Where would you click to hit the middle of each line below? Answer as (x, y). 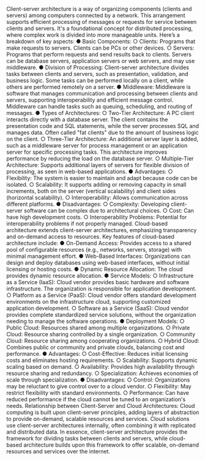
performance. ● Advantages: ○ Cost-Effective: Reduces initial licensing (97, 354)
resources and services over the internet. (58, 451)
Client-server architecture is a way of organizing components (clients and (99, 9)
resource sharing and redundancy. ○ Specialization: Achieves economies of (102, 373)
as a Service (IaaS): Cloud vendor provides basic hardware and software (98, 282)
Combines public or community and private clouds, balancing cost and (95, 347)
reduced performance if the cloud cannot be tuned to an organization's (96, 399)
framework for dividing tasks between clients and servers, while (87, 438)
